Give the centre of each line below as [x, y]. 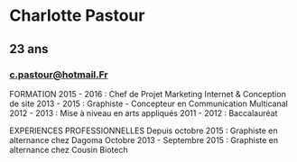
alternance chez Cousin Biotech [69, 149]
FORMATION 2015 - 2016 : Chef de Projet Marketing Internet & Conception [148, 94]
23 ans [29, 49]
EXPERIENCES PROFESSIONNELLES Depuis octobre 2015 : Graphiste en [144, 130]
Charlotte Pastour [77, 16]
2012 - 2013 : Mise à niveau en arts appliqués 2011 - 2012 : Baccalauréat [144, 112]
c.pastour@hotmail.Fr [59, 75]
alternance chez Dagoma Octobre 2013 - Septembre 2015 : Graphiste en [144, 139]
